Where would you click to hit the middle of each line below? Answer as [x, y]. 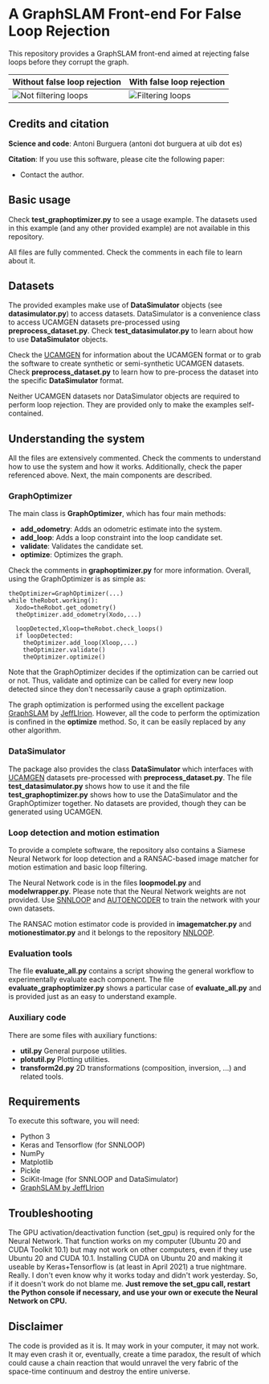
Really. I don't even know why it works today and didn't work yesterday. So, [133, 1275]
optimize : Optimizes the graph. [71, 555]
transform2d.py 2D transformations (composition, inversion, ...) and [133, 1068]
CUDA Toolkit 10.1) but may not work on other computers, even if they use [130, 1250]
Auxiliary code [37, 1018]
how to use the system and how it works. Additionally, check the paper [125, 467]
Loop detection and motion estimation [84, 832]
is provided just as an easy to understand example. [92, 997]
